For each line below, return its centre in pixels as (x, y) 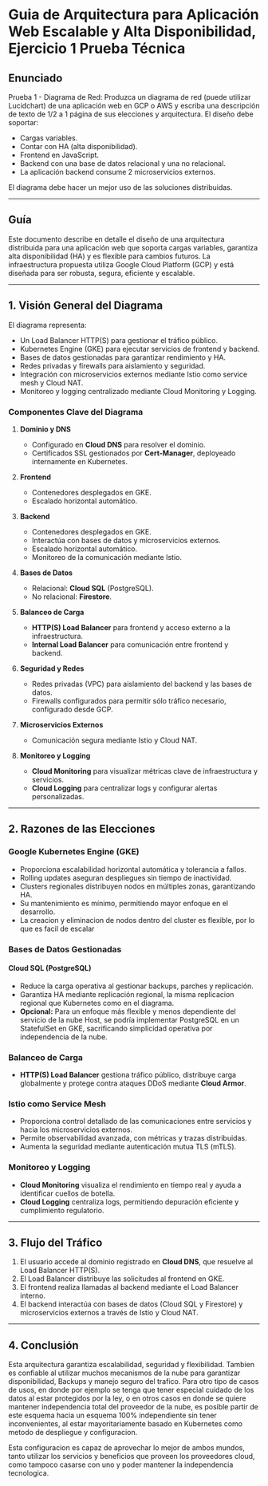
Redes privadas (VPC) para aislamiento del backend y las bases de (142, 684)
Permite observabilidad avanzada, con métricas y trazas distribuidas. (133, 1138)
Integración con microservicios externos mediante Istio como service (134, 374)
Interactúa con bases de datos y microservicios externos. (126, 540)
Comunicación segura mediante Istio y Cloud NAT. (114, 740)
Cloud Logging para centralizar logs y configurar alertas (124, 788)
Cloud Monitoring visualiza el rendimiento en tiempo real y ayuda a (130, 1184)
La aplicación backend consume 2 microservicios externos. (118, 172)
